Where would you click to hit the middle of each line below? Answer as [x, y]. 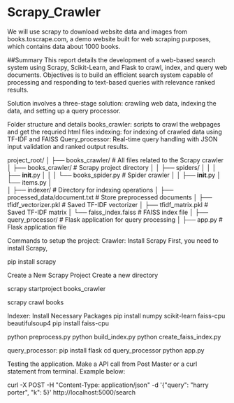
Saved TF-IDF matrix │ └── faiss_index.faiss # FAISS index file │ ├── [108, 212]
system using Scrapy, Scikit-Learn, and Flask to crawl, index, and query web [117, 67]
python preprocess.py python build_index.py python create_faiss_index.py [114, 337]
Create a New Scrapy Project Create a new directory [83, 275]
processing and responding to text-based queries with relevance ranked [111, 82]
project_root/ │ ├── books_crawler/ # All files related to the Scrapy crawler [116, 160]
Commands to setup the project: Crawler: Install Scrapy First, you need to [113, 240]
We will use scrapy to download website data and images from [97, 31]
